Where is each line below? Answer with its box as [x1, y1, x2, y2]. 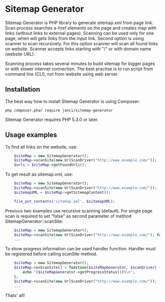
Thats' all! [5, 292, 25, 298]
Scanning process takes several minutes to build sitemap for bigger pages [5, 60, 156, 66]
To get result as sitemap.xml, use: [5, 171, 73, 178]
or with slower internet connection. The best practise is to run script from [5, 65, 153, 72]
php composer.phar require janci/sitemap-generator [5, 108, 113, 113]
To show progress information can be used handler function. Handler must [5, 246, 156, 252]
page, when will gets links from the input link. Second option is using [5, 35, 144, 41]
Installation [5, 85, 40, 94]
